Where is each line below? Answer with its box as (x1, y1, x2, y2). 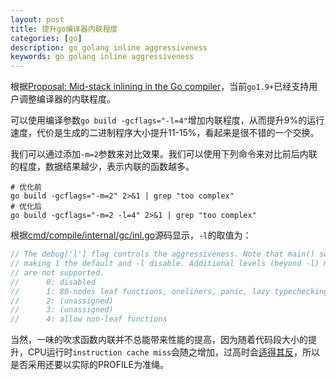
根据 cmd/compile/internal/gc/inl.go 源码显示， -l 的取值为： (10, 229, 252, 241)
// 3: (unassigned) (10, 305, 114, 315)
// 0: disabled (10, 277, 97, 287)
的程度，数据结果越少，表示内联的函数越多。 (10, 161, 195, 173)
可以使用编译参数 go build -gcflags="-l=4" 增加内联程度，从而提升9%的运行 (10, 114, 325, 126)
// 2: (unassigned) (10, 296, 114, 306)
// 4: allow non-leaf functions (10, 314, 168, 325)
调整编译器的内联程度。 (18, 93, 116, 105)
